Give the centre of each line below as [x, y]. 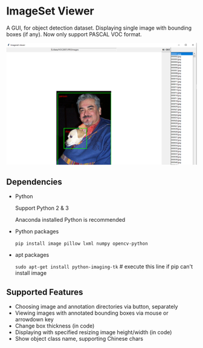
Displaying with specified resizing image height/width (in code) [93, 332]
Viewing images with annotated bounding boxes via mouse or [92, 313]
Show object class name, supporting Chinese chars [79, 338]
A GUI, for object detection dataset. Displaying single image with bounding [99, 28]
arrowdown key [34, 319]
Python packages [37, 231]
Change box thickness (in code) [55, 326]
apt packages [32, 255]
